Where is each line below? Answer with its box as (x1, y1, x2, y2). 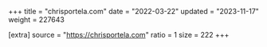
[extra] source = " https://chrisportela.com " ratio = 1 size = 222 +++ (8, 31, 230, 39)
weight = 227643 (8, 15, 65, 24)
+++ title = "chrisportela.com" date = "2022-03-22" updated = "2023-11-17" (8, 7, 259, 16)
